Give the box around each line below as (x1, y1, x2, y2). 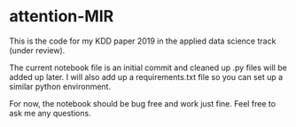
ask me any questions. (9, 107, 91, 118)
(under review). (9, 44, 66, 55)
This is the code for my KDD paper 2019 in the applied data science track (9, 36, 277, 46)
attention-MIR (9, 6, 114, 27)
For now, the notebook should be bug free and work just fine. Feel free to (9, 98, 277, 108)
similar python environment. (9, 81, 112, 91)
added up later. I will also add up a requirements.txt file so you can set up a (9, 71, 284, 82)
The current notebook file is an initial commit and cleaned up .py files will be (9, 62, 288, 73)
